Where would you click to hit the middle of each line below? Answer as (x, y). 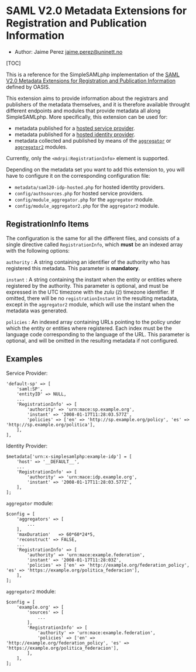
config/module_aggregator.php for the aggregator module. (84, 199)
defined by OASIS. (28, 87)
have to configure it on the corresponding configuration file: (78, 175)
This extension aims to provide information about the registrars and (87, 98)
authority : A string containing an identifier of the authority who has (88, 262)
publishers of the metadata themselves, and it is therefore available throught (98, 104)
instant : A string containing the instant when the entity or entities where (94, 280)
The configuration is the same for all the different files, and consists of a (93, 238)
